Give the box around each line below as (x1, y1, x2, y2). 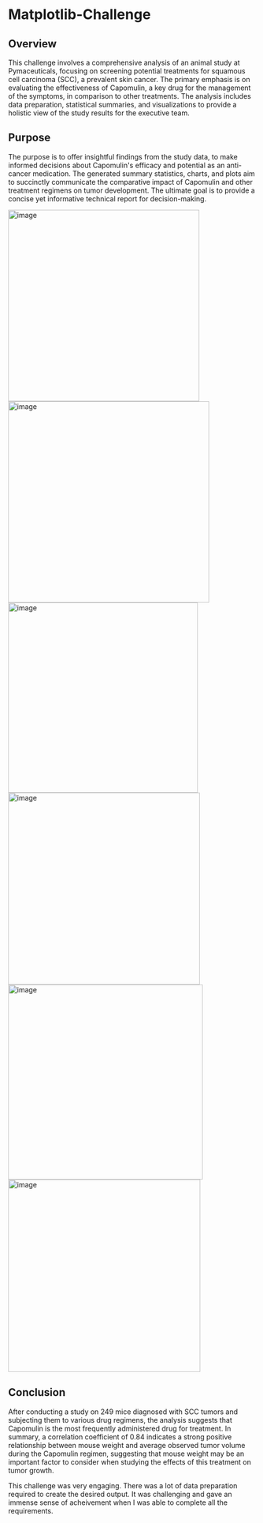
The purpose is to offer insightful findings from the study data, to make (8, 152, 239, 161)
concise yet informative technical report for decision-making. (8, 193, 207, 203)
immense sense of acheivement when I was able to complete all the (8, 1498, 228, 1507)
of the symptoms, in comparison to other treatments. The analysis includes (8, 92, 252, 100)
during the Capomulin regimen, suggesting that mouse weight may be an (8, 1449, 245, 1458)
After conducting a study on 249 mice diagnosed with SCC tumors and (8, 1407, 239, 1416)
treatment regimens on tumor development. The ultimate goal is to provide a (8, 186, 256, 195)
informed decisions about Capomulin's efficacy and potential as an (8, 160, 225, 170)
